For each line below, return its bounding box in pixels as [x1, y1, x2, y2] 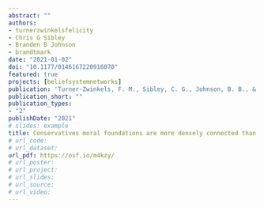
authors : [8, 19, 37, 27]
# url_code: [8, 136, 47, 145]
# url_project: [8, 166, 58, 174]
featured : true [8, 70, 58, 78]
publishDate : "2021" [8, 115, 77, 123]
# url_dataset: [8, 144, 58, 152]
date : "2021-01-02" [8, 56, 73, 64]
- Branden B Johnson [8, 41, 77, 49]
